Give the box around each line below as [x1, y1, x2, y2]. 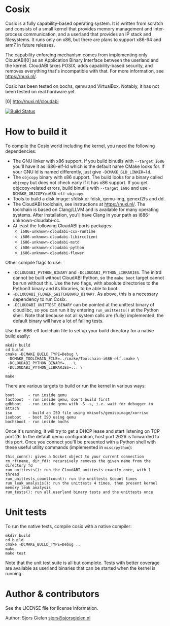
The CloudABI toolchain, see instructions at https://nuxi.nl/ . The [12, 201, 146, 207]
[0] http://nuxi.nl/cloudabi [5, 98, 59, 105]
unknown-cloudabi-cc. [12, 217, 61, 223]
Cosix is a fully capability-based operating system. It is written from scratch [5, 20, 163, 26]
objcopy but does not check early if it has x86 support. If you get [12, 179, 148, 186]
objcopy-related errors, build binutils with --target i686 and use [12, 185, 148, 191]
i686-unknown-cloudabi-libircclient [20, 234, 98, 239]
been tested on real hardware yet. [5, 88, 76, 94]
